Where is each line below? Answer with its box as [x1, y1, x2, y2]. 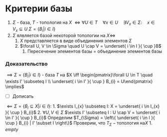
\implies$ [5, 83, 24, 89]
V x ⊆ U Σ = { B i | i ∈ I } [12, 26, 56, 33]
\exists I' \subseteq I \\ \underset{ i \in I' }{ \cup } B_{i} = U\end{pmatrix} [5, 78, 153, 84]
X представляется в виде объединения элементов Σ [19, 38, 132, 44]
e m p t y [5, 127, 18, 133]
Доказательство [5, 61, 48, 68]
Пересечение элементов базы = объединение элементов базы [27, 48, 163, 54]
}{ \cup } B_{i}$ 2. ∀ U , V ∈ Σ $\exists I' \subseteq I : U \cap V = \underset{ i [5, 110, 161, 116]
